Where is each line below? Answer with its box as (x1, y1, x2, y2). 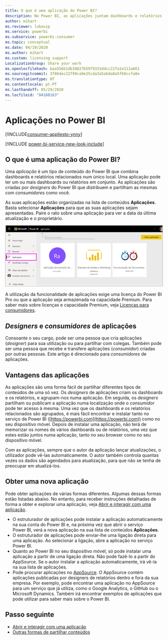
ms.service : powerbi (5, 29, 48, 34)
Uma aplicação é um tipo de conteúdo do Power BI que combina (5, 168, 138, 174)
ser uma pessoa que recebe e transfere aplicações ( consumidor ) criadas (5, 345, 155, 352)
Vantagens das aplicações (5, 370, 89, 379)
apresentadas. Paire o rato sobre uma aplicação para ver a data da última (5, 210, 156, 216)
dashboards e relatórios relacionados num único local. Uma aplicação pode (5, 174, 161, 180)
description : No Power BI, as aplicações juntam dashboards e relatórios (5, 13, 162, 18)
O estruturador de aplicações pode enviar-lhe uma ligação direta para (12, 532, 156, 538)
